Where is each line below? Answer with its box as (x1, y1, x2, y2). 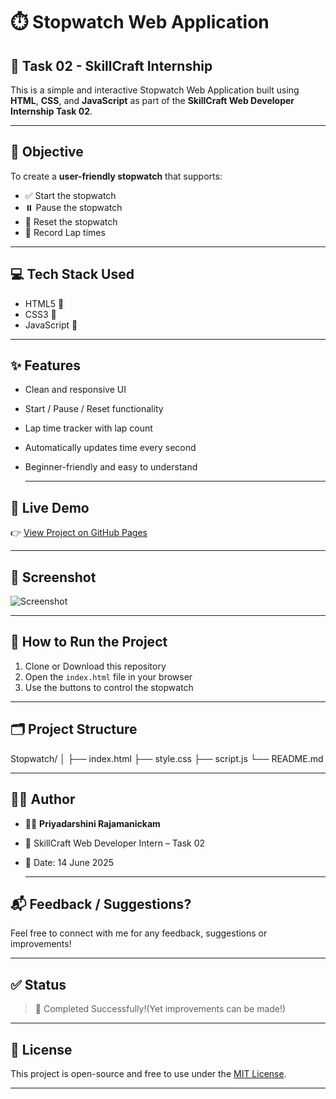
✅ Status (10, 976, 67, 993)
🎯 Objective (10, 144, 84, 161)
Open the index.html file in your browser (24, 670, 193, 683)
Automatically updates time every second (24, 442, 197, 454)
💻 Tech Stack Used (10, 266, 135, 283)
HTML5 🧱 (24, 297, 65, 309)
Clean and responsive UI (24, 384, 127, 396)
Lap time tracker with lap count (24, 422, 153, 434)
